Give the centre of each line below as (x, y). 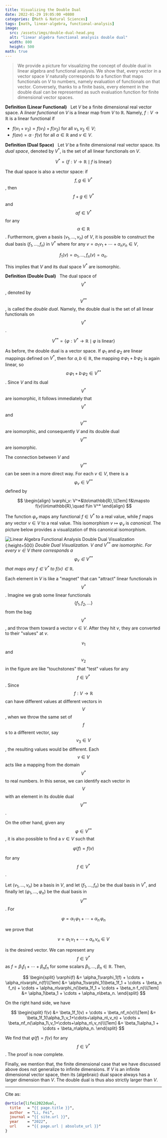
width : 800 (21, 42)
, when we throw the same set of (39, 717)
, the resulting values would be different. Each (52, 749)
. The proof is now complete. (35, 1054)
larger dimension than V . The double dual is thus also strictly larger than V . (82, 1080)
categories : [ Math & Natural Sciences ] (46, 19)
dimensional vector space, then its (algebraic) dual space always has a (78, 1074)
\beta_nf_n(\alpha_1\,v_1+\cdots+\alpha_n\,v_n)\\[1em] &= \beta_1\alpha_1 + (83, 1023)
